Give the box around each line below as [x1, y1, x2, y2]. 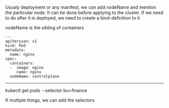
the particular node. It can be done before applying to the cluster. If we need [5, 10, 163, 16]
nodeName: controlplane [10, 74, 59, 79]
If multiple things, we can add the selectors [5, 97, 95, 103]
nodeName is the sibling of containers [5, 25, 84, 31]
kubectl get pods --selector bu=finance [5, 87, 88, 93]
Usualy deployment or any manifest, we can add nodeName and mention [5, 5, 156, 10]
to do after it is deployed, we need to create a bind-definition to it [5, 15, 140, 21]
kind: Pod [5, 43, 26, 48]
